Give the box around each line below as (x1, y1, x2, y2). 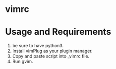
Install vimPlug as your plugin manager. (12, 48, 93, 54)
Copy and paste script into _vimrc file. (12, 53, 90, 59)
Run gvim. (12, 59, 33, 65)
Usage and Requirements (5, 26, 112, 38)
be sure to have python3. (12, 43, 63, 49)
